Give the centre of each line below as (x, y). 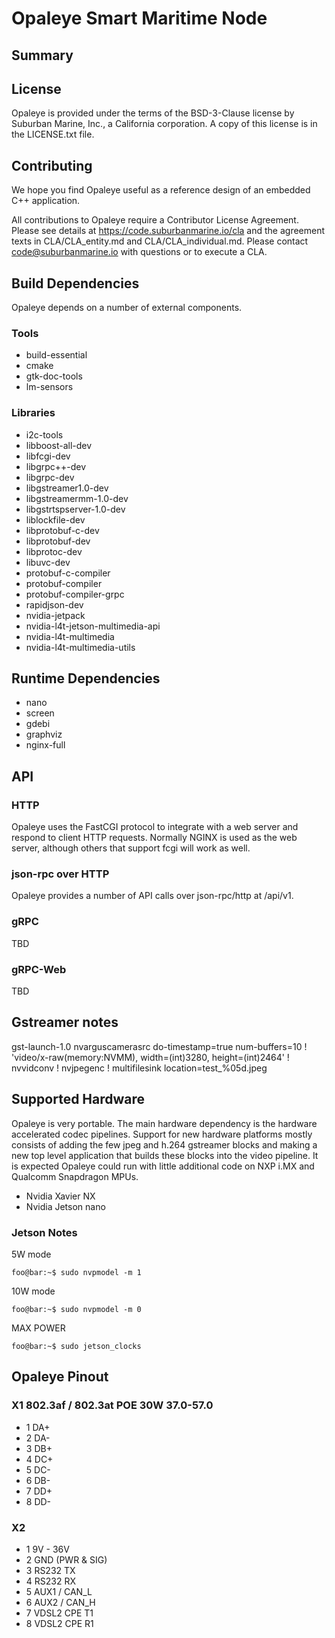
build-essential (56, 355)
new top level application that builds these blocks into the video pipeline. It (165, 1155)
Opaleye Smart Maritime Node (139, 18)
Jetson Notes (44, 1232)
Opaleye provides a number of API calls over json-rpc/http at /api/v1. (152, 896)
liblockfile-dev (55, 519)
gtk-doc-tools (54, 376)
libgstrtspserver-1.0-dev (75, 509)
